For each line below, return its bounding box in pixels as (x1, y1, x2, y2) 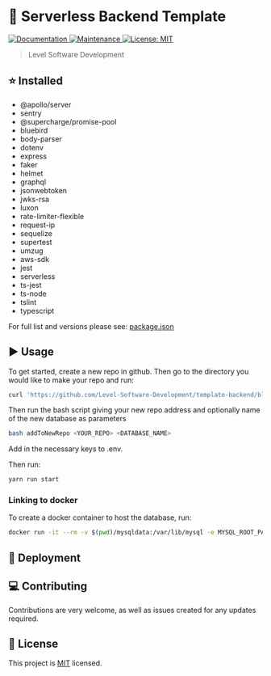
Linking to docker (8, 495, 78, 506)
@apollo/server (19, 99, 72, 109)
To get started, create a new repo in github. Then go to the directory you (8, 366, 249, 376)
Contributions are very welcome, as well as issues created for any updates (8, 605, 256, 615)
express (19, 151, 47, 161)
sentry (19, 108, 42, 118)
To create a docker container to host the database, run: (8, 513, 192, 522)
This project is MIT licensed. (8, 658, 102, 668)
